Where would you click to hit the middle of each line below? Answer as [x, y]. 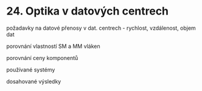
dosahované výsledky [34, 81]
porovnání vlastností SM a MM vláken [53, 46]
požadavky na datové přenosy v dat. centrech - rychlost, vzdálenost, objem [101, 28]
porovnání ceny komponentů [42, 58]
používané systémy [31, 69]
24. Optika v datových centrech [88, 11]
